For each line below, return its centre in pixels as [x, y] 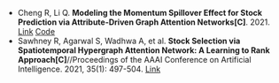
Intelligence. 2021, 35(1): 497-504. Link [89, 69]
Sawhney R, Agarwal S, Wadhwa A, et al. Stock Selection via [129, 41]
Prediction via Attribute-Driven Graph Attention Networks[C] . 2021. [143, 22]
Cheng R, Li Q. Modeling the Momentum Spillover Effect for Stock [140, 13]
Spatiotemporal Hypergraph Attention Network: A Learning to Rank [143, 50]
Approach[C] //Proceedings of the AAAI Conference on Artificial [134, 60]
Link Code [36, 31]
